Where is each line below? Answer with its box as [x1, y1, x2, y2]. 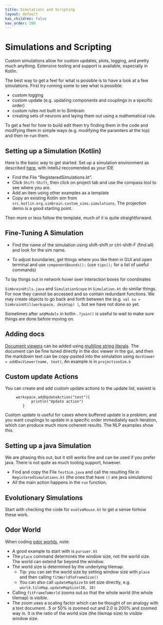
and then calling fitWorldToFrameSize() [19, 574, 99, 580]
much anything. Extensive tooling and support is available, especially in [5, 63, 148, 69]
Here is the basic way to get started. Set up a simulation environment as [5, 160, 149, 166]
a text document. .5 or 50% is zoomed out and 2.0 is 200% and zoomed [12, 605, 157, 611]
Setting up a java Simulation [5, 441, 91, 450]
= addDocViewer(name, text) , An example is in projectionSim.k [5, 359, 131, 364]
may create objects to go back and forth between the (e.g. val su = [5, 296, 141, 302]
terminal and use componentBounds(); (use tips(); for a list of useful [12, 262, 149, 267]
